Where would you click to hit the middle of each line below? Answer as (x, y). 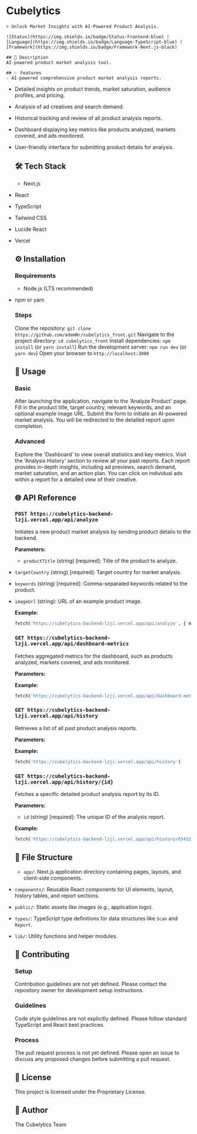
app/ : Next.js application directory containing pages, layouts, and (102, 871)
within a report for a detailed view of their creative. (76, 479)
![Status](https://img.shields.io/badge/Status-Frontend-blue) (85, 37)
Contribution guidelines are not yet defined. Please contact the (91, 984)
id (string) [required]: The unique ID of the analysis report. (94, 817)
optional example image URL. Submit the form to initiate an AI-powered (101, 414)
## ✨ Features (24, 73)
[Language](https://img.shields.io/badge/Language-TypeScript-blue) (92, 42)
